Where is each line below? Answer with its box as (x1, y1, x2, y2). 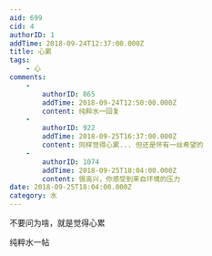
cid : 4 (9, 22, 35, 31)
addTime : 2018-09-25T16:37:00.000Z (42, 132, 177, 141)
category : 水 (9, 191, 57, 200)
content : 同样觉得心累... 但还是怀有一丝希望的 (42, 140, 204, 149)
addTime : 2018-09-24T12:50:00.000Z (42, 97, 177, 108)
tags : (9, 56, 30, 65)
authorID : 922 (42, 124, 96, 133)
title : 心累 (9, 47, 52, 56)
